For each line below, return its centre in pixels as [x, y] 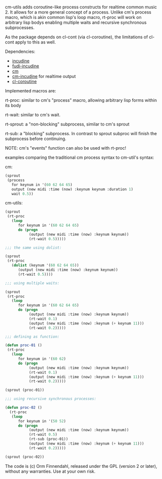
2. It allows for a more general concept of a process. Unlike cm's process [78, 12]
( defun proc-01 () [24, 345]
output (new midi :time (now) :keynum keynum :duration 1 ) [72, 189]
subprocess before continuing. [36, 139]
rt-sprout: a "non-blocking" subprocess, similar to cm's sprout [67, 124]
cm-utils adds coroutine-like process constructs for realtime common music [81, 7]
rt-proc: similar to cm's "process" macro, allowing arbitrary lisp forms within [81, 100]
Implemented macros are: [31, 91]
